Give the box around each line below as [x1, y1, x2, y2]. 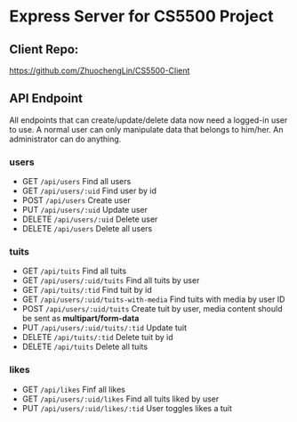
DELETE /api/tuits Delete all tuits [21, 341, 148, 353]
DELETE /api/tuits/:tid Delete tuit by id [21, 332, 173, 343]
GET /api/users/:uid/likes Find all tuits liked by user [21, 394, 220, 404]
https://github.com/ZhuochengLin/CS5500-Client [9, 65, 190, 76]
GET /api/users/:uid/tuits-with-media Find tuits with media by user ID [21, 294, 285, 304]
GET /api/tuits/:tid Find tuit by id [21, 285, 153, 296]
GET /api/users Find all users [21, 176, 132, 187]
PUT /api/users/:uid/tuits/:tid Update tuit [21, 322, 188, 333]
